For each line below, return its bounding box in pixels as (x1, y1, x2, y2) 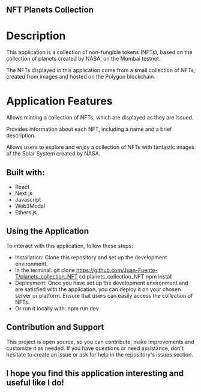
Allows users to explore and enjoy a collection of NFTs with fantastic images (6, 143, 195, 151)
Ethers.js (14, 209, 37, 216)
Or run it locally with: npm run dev (14, 304, 99, 312)
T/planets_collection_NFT (14, 273, 78, 280)
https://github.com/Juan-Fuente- (76, 267, 158, 274)
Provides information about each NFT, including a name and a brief (6, 125, 172, 133)
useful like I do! (6, 378, 65, 388)
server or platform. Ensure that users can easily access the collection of (14, 292, 193, 299)
